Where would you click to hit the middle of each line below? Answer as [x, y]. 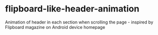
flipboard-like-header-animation [72, 9]
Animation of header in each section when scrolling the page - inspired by [79, 22]
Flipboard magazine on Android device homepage [55, 27]
